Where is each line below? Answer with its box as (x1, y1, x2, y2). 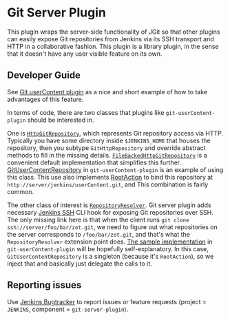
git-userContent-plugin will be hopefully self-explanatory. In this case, (7, 244, 209, 253)
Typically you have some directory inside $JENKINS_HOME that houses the (7, 136, 211, 145)
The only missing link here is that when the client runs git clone (7, 215, 189, 224)
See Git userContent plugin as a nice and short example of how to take (7, 87, 208, 96)
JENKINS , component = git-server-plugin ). (7, 305, 129, 313)
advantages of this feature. (7, 95, 84, 103)
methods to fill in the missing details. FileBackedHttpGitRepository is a (7, 151, 208, 159)
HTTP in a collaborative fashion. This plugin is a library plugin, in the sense (7, 42, 219, 50)
